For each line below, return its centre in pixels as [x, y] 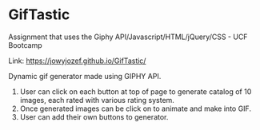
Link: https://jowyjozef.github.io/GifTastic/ [77, 61]
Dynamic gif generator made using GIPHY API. [85, 76]
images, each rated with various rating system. [97, 100]
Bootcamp [25, 45]
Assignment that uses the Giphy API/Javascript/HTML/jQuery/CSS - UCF [128, 37]
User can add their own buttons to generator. [94, 116]
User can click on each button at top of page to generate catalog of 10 [136, 91]
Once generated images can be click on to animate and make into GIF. [136, 108]
